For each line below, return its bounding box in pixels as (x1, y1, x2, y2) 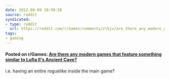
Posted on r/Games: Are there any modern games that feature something (5, 51, 162, 57)
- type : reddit (5, 21, 37, 27)
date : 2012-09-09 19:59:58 (5, 7, 62, 13)
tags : (5, 31, 17, 36)
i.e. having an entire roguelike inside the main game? (5, 68, 115, 74)
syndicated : (5, 17, 30, 22)
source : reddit (5, 12, 37, 17)
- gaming (5, 36, 24, 41)
